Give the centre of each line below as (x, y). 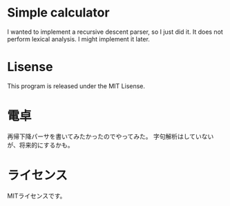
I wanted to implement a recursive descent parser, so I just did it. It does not (115, 32)
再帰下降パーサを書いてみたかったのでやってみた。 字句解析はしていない (111, 136)
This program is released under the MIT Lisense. (76, 86)
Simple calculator (58, 13)
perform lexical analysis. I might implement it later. (79, 39)
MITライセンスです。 (37, 196)
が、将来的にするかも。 (40, 145)
